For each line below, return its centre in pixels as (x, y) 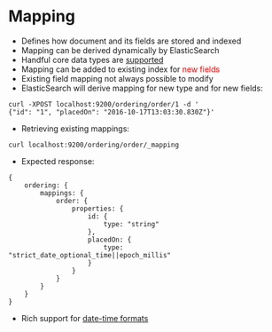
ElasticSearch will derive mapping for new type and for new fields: (142, 88)
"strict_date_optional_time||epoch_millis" (90, 255)
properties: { (97, 209)
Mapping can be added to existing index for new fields (120, 69)
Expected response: (58, 161)
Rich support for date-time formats (85, 318)
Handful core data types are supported (92, 59)
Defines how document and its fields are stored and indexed (131, 41)
